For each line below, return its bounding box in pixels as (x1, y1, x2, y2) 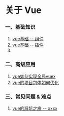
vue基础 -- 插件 (12, 42, 44, 48)
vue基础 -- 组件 (12, 36, 44, 42)
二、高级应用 (5, 61, 36, 68)
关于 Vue (5, 4, 42, 16)
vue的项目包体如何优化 (12, 79, 59, 85)
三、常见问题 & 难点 (5, 93, 52, 100)
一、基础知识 (5, 23, 36, 30)
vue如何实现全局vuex (12, 73, 56, 79)
